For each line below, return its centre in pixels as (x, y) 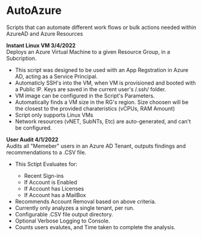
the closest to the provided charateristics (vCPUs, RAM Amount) (95, 108)
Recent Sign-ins (44, 175)
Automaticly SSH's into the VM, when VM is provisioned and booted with (105, 83)
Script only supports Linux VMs (54, 115)
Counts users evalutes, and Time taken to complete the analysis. (95, 227)
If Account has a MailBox (55, 195)
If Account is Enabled (50, 182)
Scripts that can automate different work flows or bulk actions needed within (101, 27)
